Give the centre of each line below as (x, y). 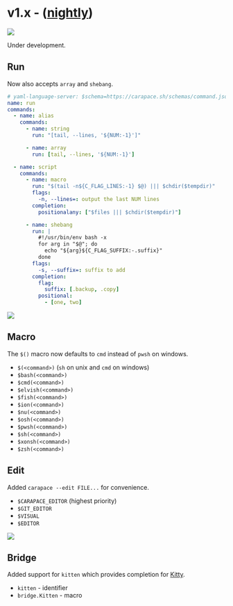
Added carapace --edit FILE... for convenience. (78, 487)
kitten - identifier (42, 588)
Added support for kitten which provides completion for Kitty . (96, 575)
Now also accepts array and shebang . (60, 83)
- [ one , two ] (63, 303)
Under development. (36, 45)
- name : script (35, 167)
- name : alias (34, 116)
